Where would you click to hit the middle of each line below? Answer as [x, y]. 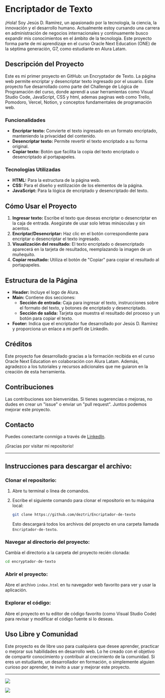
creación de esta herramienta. [36, 371]
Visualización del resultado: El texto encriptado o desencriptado [78, 244]
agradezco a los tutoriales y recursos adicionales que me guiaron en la [77, 366]
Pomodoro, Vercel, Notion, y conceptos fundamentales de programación [79, 102]
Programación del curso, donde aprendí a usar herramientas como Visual [79, 91]
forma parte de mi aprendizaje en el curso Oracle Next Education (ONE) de [81, 43]
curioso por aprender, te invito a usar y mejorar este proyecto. [68, 667]
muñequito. [24, 254]
